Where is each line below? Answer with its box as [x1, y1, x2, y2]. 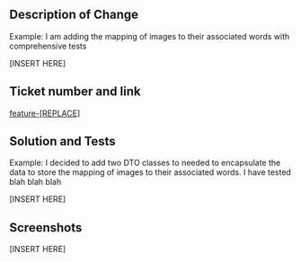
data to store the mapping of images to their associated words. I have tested [9, 167, 292, 178]
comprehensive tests [9, 40, 87, 51]
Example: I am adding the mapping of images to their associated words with [9, 31, 290, 41]
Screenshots [9, 220, 83, 235]
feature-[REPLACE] [9, 108, 81, 118]
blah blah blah [9, 177, 62, 188]
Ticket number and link [9, 84, 141, 100]
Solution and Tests [9, 134, 117, 149]
